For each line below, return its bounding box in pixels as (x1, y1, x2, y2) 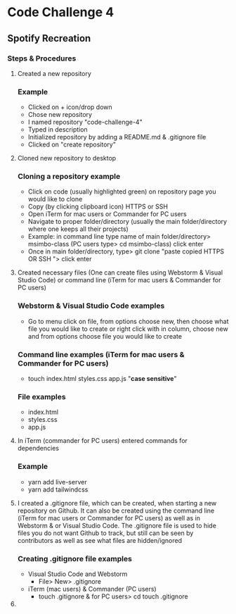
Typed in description (27, 125, 88, 134)
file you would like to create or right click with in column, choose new (27, 325, 228, 333)
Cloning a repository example (17, 172, 121, 182)
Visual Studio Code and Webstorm (27, 570, 128, 578)
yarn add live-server (27, 477, 87, 486)
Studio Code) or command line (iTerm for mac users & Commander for (17, 276, 221, 284)
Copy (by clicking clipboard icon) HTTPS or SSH (27, 202, 169, 211)
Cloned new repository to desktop (17, 154, 117, 163)
